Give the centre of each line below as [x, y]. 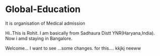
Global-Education [43, 9]
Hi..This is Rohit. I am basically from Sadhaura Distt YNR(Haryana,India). [80, 33]
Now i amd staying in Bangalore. [39, 38]
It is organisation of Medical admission [45, 23]
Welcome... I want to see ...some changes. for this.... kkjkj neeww [73, 48]
